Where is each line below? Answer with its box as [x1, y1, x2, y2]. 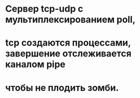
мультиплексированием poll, [5, 14, 136, 25]
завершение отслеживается [5, 48, 132, 59]
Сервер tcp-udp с [5, 3, 84, 15]
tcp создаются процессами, [5, 37, 131, 49]
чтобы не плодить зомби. [5, 82, 119, 93]
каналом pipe [5, 59, 66, 70]
